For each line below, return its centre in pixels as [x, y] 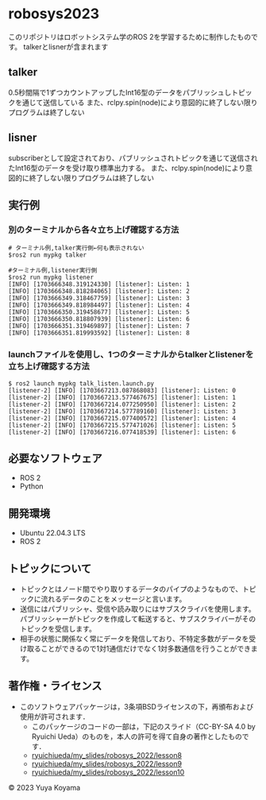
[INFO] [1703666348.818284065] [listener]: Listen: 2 [99, 292]
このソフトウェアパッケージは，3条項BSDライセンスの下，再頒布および [137, 706]
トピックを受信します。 [58, 628]
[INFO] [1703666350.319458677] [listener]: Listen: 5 [99, 312]
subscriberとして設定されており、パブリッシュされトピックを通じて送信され [133, 158]
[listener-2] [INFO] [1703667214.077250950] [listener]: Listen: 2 [122, 404]
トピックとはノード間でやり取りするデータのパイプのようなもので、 [131, 589]
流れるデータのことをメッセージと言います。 [114, 599]
